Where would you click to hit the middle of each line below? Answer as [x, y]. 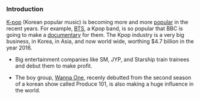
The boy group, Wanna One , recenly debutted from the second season [103, 78]
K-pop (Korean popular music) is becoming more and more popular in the [97, 22]
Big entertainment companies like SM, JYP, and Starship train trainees [102, 60]
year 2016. [19, 48]
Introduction [25, 9]
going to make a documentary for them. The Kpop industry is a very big [95, 35]
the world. [27, 91]
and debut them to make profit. [53, 66]
